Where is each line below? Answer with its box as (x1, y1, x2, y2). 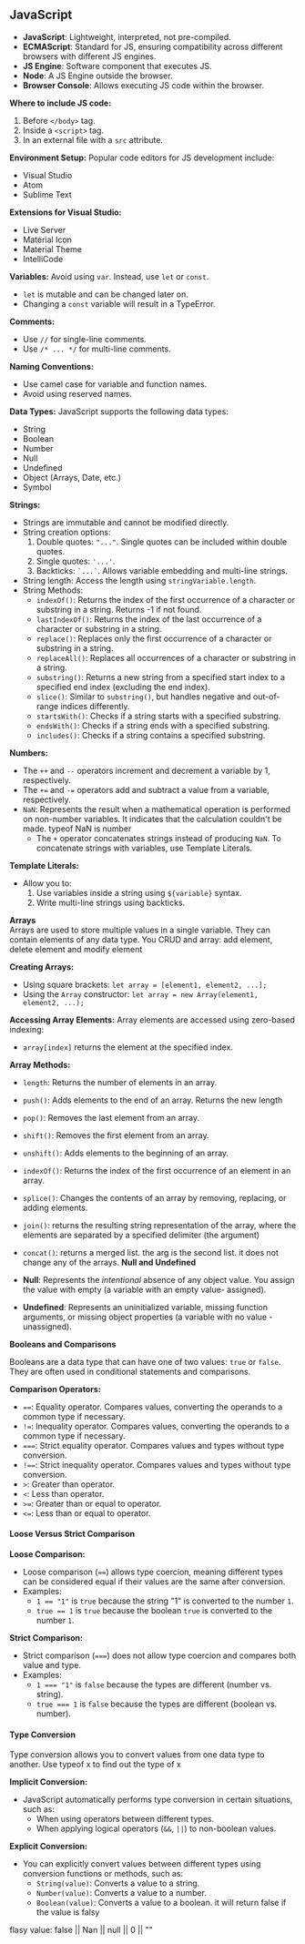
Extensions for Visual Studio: (9, 207, 122, 218)
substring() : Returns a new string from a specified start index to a (36, 671, 285, 682)
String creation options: (22, 526, 111, 537)
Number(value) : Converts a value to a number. (36, 1888, 208, 1898)
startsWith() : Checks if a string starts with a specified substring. (36, 710, 281, 721)
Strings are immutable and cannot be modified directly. (22, 516, 229, 527)
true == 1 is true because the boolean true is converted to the (36, 1605, 273, 1616)
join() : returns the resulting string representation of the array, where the (22, 1219, 297, 1230)
